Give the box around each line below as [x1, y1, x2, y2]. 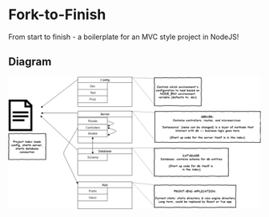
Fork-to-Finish [8, 6, 106, 24]
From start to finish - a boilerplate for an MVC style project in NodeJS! [8, 32, 239, 41]
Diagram [8, 55, 52, 69]
